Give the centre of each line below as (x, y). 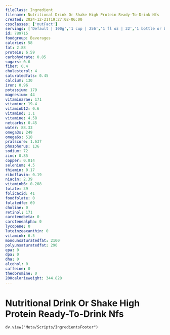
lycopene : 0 (18, 226)
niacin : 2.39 (19, 179)
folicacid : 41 (20, 193)
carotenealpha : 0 (24, 222)
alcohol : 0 (17, 264)
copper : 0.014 (20, 160)
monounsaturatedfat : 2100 (32, 240)
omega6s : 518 (19, 137)
